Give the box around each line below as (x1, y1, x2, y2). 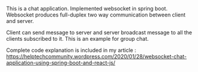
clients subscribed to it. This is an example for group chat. (6, 35, 149, 42)
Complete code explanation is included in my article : (6, 47, 137, 54)
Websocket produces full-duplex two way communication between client (6, 11, 186, 18)
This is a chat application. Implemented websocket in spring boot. (6, 5, 168, 12)
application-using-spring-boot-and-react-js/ (6, 59, 116, 66)
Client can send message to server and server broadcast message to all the (6, 29, 193, 36)
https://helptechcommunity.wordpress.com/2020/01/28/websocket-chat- (6, 53, 187, 60)
